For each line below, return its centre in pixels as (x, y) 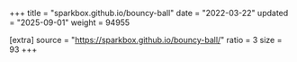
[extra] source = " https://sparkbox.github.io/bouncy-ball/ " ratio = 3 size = (146, 40)
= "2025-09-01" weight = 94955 (70, 22)
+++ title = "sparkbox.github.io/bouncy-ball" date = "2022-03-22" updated (149, 13)
